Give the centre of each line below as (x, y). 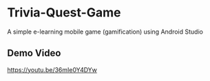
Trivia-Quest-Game (64, 13)
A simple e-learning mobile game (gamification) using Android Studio (105, 32)
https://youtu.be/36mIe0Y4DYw (52, 69)
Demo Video (34, 53)
